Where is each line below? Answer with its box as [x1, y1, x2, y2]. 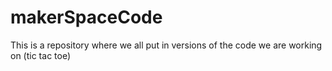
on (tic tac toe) [10, 49, 72, 61]
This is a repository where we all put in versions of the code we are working [10, 39, 323, 51]
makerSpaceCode [10, 6, 163, 29]
